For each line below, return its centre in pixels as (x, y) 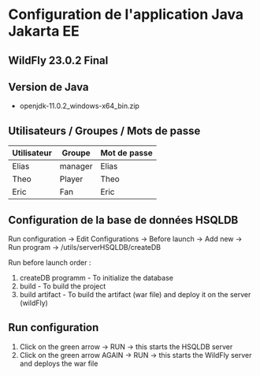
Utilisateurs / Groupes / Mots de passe (104, 130)
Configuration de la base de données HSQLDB (123, 220)
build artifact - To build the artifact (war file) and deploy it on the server (135, 295)
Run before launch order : (50, 262)
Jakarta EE (44, 31)
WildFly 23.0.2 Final (58, 60)
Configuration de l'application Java (126, 15)
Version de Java (48, 87)
